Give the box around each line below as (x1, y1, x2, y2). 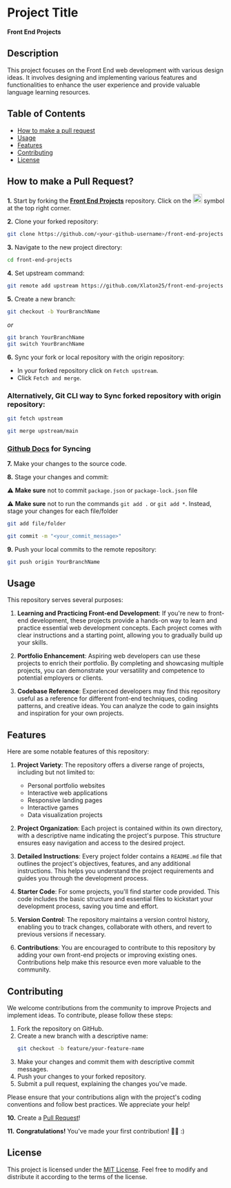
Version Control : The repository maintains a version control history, (17, 916, 210, 924)
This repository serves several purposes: (7, 596, 124, 604)
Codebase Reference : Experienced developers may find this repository (17, 687, 221, 696)
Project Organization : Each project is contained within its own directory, (17, 824, 223, 832)
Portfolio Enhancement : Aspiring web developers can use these (17, 652, 201, 660)
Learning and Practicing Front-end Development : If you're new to (17, 609, 207, 618)
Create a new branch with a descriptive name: (17, 1032, 148, 1040)
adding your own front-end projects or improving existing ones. (17, 951, 198, 959)
